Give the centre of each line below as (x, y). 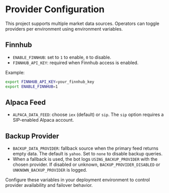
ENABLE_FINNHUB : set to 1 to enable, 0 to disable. (62, 57)
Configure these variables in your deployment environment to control (78, 180)
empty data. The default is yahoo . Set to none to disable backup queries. (88, 154)
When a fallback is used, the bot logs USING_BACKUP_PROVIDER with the (85, 159)
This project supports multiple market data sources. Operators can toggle (82, 23)
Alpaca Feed (25, 102)
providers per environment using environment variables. (64, 29)
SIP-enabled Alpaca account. (43, 120)
